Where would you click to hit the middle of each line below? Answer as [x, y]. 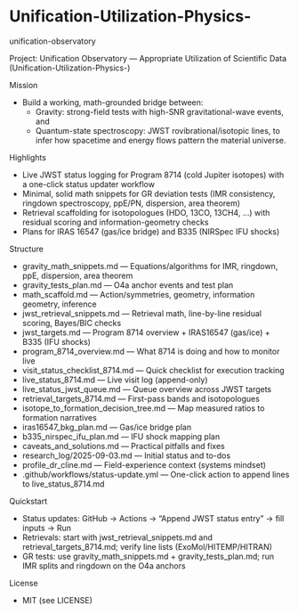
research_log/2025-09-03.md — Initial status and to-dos [126, 455]
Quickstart [28, 501]
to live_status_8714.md [63, 484]
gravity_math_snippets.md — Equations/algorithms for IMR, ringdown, [150, 266]
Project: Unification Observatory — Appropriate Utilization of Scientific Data [148, 58]
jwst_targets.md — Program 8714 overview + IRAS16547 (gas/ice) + [146, 332]
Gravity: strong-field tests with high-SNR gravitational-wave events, [160, 111]
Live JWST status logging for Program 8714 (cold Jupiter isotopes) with [153, 175]
